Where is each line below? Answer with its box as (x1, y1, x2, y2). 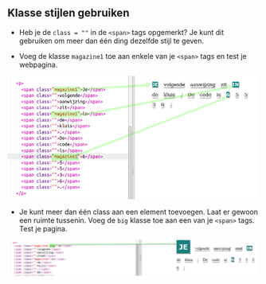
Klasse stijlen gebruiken (7, 6, 130, 20)
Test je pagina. (18, 224, 68, 234)
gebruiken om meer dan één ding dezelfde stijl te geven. (18, 36, 205, 45)
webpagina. (18, 60, 58, 69)
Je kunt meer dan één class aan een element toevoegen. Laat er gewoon (18, 207, 259, 217)
